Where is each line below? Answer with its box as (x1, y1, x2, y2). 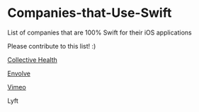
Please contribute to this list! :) (7, 42, 96, 50)
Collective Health (7, 55, 58, 64)
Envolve (7, 69, 30, 77)
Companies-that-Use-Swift (7, 5, 172, 21)
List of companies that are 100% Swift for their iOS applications (7, 28, 193, 37)
